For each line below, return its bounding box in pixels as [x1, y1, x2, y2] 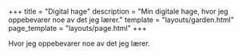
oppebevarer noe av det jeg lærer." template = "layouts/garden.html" [8, 15, 234, 24]
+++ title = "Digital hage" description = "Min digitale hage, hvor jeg [8, 7, 229, 16]
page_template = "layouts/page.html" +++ [8, 24, 147, 32]
